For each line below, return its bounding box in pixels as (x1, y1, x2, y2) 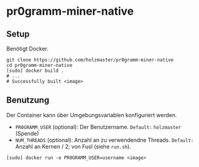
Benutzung (6, 95, 50, 106)
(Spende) (15, 130, 39, 137)
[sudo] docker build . (6, 68, 64, 74)
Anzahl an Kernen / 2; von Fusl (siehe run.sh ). (15, 142, 132, 150)
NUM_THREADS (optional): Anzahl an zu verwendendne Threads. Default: (15, 136, 194, 144)
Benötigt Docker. (6, 45, 49, 52)
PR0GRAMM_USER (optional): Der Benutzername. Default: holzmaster (15, 123, 182, 130)
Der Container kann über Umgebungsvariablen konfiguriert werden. (6, 111, 178, 118)
